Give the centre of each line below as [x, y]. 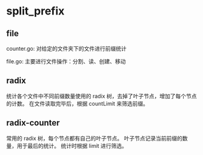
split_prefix [35, 11]
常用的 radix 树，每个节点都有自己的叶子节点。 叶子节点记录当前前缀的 [95, 138]
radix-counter [33, 123]
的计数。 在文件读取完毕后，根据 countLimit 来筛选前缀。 [77, 103]
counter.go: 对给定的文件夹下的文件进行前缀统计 [66, 49]
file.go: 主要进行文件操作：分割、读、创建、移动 [66, 61]
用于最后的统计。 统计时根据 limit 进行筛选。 [72, 145]
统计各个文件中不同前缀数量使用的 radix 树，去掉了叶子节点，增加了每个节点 [101, 96]
